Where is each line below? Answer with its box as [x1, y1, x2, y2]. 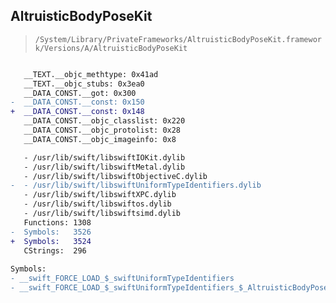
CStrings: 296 [23, 245, 87, 256]
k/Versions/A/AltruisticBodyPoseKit [34, 43, 188, 53]
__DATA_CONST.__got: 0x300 [23, 88, 137, 98]
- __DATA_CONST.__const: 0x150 [10, 97, 145, 108]
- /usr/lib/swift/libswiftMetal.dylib [23, 162, 186, 172]
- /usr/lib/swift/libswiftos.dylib [23, 199, 172, 209]
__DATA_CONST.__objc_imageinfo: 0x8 [23, 134, 177, 144]
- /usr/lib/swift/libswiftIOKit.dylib [23, 152, 186, 163]
